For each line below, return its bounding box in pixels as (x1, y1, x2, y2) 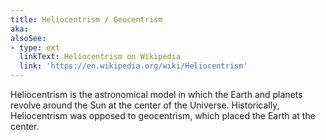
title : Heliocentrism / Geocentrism (10, 14, 163, 25)
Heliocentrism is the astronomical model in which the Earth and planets (10, 89, 303, 100)
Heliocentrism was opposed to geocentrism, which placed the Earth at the (10, 110, 316, 121)
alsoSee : (10, 33, 47, 43)
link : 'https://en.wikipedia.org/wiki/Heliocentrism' (19, 61, 248, 71)
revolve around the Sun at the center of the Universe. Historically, (10, 99, 280, 111)
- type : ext (10, 42, 60, 53)
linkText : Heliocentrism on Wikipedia (19, 52, 182, 62)
